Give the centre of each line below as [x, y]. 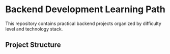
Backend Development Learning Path [85, 9]
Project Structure [33, 45]
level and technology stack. [34, 29]
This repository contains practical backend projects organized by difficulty [83, 23]
